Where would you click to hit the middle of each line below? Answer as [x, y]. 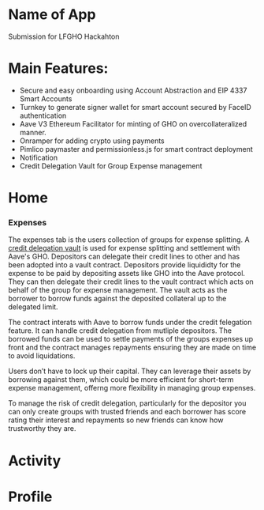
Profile [30, 497]
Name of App [52, 15]
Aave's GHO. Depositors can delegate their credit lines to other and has [124, 257]
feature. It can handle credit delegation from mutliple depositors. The [120, 331]
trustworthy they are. [42, 429]
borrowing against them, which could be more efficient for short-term [121, 380]
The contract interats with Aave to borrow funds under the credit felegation [130, 323]
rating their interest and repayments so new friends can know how [116, 420]
